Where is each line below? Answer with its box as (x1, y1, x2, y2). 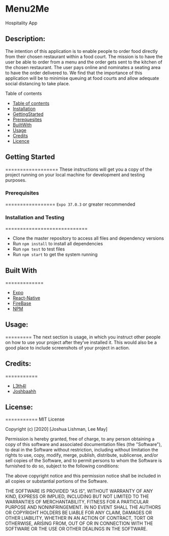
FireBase (12, 300, 31, 306)
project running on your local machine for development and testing (5, 171, 145, 178)
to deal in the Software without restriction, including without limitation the (5, 447, 158, 453)
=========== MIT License (5, 416, 65, 422)
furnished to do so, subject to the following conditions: (5, 463, 119, 469)
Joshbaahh (12, 388, 37, 394)
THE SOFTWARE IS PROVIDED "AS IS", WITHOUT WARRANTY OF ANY (5, 488, 153, 494)
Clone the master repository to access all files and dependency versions (12, 235, 164, 241)
